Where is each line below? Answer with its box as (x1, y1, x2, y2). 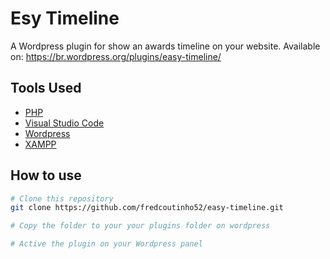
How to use (10, 167, 82, 184)
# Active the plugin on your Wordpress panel (10, 239, 203, 249)
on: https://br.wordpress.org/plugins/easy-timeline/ (10, 50, 222, 62)
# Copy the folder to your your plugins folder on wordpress (10, 221, 271, 231)
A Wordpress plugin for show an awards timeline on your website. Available (10, 40, 321, 52)
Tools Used (10, 80, 82, 97)
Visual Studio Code (24, 117, 105, 129)
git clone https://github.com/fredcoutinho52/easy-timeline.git (10, 203, 284, 213)
